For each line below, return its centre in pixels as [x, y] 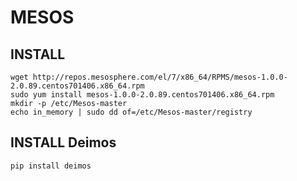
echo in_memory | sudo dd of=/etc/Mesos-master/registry [131, 112]
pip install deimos [51, 166]
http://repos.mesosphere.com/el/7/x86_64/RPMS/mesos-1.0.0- [160, 77]
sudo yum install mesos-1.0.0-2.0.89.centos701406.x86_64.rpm [142, 95]
